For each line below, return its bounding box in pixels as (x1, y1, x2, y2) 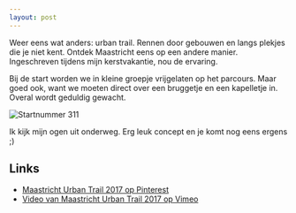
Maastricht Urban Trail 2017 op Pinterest (21, 185, 170, 195)
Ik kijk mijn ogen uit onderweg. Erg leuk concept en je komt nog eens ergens (9, 126, 288, 137)
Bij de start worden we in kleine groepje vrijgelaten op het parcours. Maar (9, 72, 277, 84)
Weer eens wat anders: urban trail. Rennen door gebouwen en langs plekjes (9, 37, 285, 48)
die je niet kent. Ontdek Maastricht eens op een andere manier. (9, 46, 239, 57)
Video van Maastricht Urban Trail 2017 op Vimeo (21, 194, 199, 204)
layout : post (9, 12, 57, 22)
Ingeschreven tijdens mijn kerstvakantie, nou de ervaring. (9, 56, 218, 66)
